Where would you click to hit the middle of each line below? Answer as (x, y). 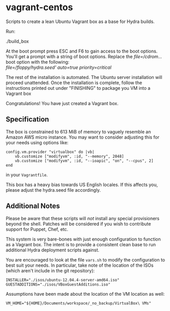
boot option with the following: (38, 62)
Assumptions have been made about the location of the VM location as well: (85, 294)
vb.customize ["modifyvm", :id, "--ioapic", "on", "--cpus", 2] (84, 161)
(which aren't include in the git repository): (50, 270)
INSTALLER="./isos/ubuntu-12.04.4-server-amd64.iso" (63, 280)
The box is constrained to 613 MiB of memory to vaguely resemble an (78, 132)
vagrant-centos (39, 7)
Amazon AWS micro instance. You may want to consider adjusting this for (82, 137)
